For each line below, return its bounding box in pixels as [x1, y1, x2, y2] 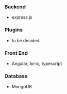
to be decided [11, 37, 40, 43]
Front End [4, 49, 28, 56]
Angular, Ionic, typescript [11, 61, 62, 66]
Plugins [4, 27, 23, 33]
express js [11, 15, 33, 20]
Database [4, 73, 28, 79]
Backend [4, 3, 26, 10]
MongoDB [11, 84, 32, 90]
